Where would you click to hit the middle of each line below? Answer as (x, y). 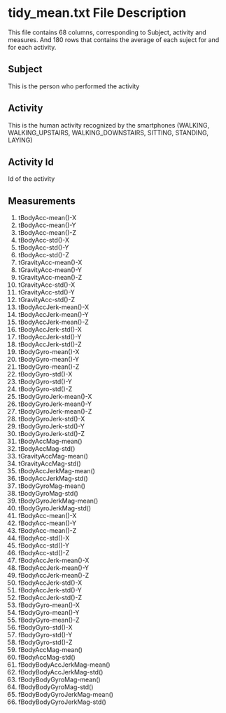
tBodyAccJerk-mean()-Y (54, 315)
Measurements (42, 201)
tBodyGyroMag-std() (48, 494)
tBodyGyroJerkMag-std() (55, 508)
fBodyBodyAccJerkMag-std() (61, 672)
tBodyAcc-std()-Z (43, 255)
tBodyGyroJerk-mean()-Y (55, 404)
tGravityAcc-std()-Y (47, 292)
